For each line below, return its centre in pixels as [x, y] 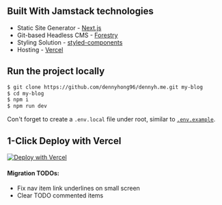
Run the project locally [56, 71]
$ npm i [18, 100]
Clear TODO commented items [60, 195]
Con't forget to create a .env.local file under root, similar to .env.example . [111, 119]
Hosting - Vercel [40, 49]
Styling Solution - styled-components [70, 42]
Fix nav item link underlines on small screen [78, 189]
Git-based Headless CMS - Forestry [67, 35]
